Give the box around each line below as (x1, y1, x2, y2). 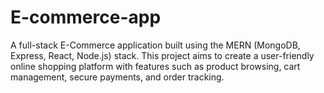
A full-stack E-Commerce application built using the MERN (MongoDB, (10, 39, 301, 51)
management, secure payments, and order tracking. (10, 71, 225, 83)
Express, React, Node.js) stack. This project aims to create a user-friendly (10, 49, 315, 61)
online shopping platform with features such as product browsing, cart (10, 60, 301, 72)
